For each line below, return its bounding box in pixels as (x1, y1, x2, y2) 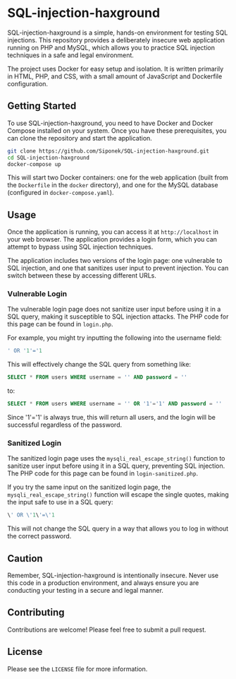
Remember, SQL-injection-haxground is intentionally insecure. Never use (7, 571, 219, 580)
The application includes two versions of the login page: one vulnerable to (7, 256, 223, 265)
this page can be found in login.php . (7, 320, 114, 329)
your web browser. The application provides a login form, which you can (7, 235, 217, 244)
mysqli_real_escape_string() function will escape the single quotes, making (7, 490, 229, 499)
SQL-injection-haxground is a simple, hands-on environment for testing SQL (7, 28, 228, 37)
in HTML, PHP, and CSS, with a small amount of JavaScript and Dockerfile (7, 72, 223, 81)
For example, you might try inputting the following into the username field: (7, 333, 222, 342)
